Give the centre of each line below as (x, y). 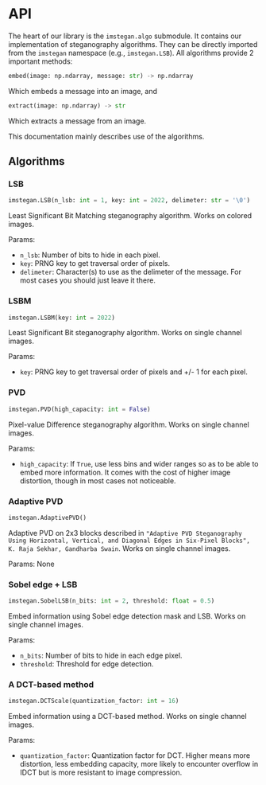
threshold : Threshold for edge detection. (87, 664)
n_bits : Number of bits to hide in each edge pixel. (101, 655)
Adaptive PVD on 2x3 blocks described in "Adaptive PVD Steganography (125, 533)
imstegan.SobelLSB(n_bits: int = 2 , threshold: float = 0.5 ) (112, 601)
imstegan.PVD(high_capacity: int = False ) (79, 409)
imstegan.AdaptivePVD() (48, 517)
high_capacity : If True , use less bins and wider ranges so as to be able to (139, 463)
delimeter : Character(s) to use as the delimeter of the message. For (131, 272)
